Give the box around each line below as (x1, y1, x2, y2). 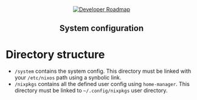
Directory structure (5, 47, 105, 61)
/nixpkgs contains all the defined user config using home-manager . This (14, 81, 190, 88)
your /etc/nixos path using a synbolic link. (14, 74, 122, 81)
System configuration (59, 23, 144, 33)
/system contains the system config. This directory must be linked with (14, 67, 192, 75)
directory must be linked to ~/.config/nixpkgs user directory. (14, 87, 168, 94)
